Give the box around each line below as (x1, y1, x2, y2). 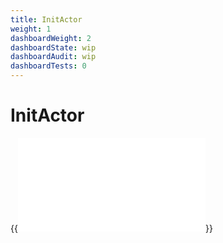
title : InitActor (10, 14, 83, 25)
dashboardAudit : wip (10, 52, 97, 62)
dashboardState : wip (10, 42, 97, 53)
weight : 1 (10, 24, 52, 34)
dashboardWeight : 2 (10, 33, 92, 43)
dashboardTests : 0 (10, 61, 87, 71)
